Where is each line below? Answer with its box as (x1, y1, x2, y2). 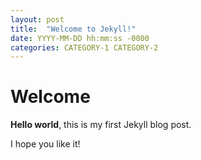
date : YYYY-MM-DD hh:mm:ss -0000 (10, 33, 150, 43)
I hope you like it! (10, 138, 81, 150)
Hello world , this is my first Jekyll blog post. (10, 119, 192, 131)
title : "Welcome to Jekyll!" (10, 24, 137, 34)
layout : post (10, 14, 65, 25)
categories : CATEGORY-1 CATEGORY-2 (10, 42, 159, 53)
